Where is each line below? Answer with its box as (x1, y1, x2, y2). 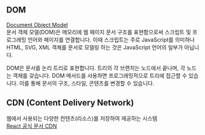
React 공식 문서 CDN (6, 122, 57, 130)
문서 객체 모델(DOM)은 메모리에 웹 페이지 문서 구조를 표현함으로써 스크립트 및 (6, 28, 192, 35)
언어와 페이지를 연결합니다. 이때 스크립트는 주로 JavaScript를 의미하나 (27, 36, 195, 43)
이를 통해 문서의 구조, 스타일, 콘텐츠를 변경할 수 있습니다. (19, 79, 155, 87)
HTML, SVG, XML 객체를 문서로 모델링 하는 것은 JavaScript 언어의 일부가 (6, 43, 184, 51)
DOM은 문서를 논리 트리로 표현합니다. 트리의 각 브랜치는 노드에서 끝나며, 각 (6, 64, 185, 71)
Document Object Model (6, 21, 69, 28)
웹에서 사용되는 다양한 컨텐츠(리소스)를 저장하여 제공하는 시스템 (6, 114, 158, 122)
